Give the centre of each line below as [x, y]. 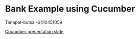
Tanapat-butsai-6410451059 [34, 22]
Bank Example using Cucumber [70, 9]
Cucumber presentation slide [34, 31]
